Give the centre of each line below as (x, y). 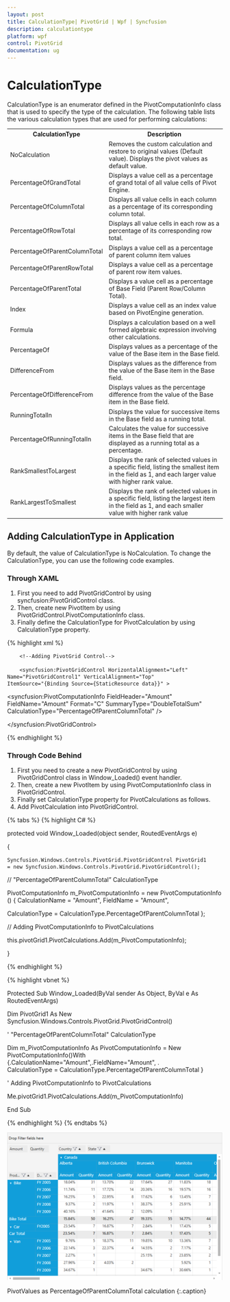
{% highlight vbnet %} (38, 980)
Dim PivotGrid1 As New (39, 1014)
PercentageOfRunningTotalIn (51, 439)
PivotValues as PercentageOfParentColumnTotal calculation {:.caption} (107, 1291)
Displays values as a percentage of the (163, 346)
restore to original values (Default (156, 151)
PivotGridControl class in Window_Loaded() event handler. (99, 778)
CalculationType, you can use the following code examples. (91, 560)
